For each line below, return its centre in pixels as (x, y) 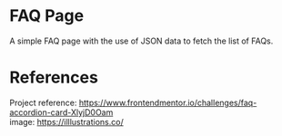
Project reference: (43, 102)
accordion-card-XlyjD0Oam (61, 112)
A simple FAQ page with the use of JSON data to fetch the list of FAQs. (141, 41)
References (54, 78)
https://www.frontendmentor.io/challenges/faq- (168, 102)
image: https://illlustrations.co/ (67, 121)
